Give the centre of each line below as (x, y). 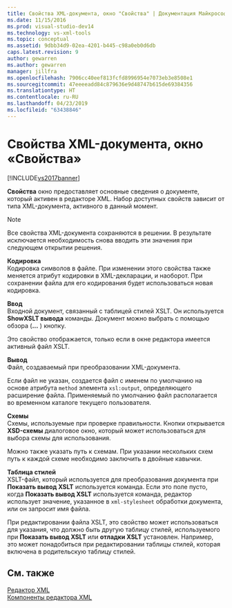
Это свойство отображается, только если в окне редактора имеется (109, 339)
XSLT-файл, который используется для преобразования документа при (113, 479)
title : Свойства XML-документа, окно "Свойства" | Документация (101, 13)
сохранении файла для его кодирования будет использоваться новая (110, 283)
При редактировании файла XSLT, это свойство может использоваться (113, 522)
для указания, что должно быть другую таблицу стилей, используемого (114, 529)
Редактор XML (29, 590)
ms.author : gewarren (37, 65)
